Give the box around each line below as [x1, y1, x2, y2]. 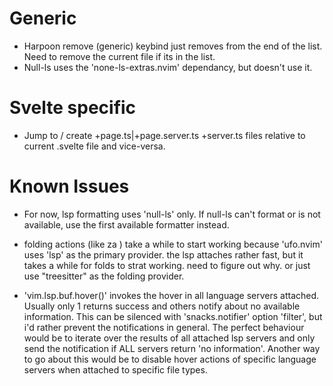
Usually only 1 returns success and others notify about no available [23, 300, 301, 312]
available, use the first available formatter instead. [23, 218, 230, 231]
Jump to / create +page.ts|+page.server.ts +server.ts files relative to [23, 129, 306, 141]
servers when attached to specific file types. [23, 363, 208, 376]
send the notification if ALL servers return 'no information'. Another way [23, 342, 321, 354]
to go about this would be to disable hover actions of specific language [23, 353, 317, 365]
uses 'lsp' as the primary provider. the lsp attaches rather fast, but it [23, 248, 304, 261]
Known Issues [9, 175, 130, 198]
